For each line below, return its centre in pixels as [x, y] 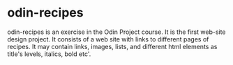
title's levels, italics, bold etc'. [49, 54]
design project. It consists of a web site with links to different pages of [108, 39]
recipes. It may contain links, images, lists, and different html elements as [112, 46]
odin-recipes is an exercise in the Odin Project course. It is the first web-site [116, 32]
